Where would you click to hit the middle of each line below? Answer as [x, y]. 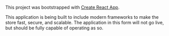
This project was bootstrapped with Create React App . [63, 7]
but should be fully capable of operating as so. [54, 28]
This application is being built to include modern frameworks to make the [82, 17]
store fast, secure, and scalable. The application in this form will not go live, [85, 23]
